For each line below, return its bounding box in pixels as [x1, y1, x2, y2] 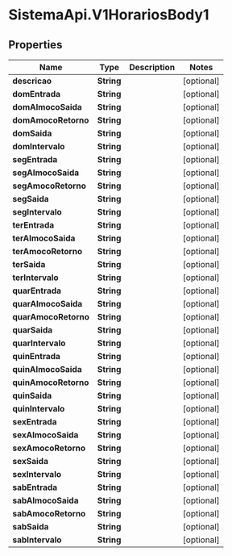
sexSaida [12, 456, 48, 466]
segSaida [12, 194, 50, 204]
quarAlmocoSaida [12, 299, 83, 309]
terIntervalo [12, 272, 59, 283]
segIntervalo [12, 207, 62, 217]
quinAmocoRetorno [12, 377, 89, 388]
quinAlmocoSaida [12, 364, 82, 374]
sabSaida [12, 521, 49, 532]
